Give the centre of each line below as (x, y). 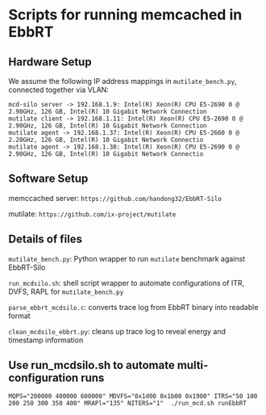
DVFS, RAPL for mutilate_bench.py (66, 291)
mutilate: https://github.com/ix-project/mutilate (92, 214)
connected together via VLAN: (58, 90)
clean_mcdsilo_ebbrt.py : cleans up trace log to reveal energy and (117, 331)
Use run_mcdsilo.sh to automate (91, 365)
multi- (193, 365)
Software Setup (48, 179)
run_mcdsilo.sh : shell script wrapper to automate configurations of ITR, (127, 283)
